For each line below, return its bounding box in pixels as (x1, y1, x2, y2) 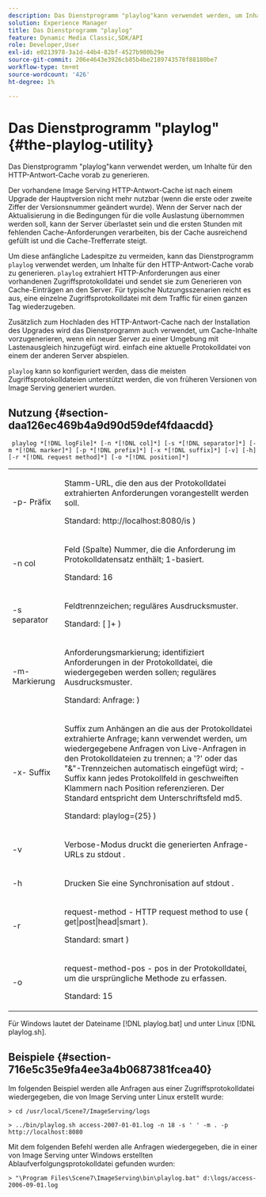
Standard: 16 (64, 572, 113, 583)
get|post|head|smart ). (64, 917, 149, 928)
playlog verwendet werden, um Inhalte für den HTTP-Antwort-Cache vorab (8, 260, 254, 269)
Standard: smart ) (64, 934, 129, 945)
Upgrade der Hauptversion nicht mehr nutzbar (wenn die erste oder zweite (8, 194, 253, 204)
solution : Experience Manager (8, 19, 108, 27)
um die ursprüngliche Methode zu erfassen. (64, 973, 227, 984)
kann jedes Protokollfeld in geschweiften (88, 773, 239, 784)
